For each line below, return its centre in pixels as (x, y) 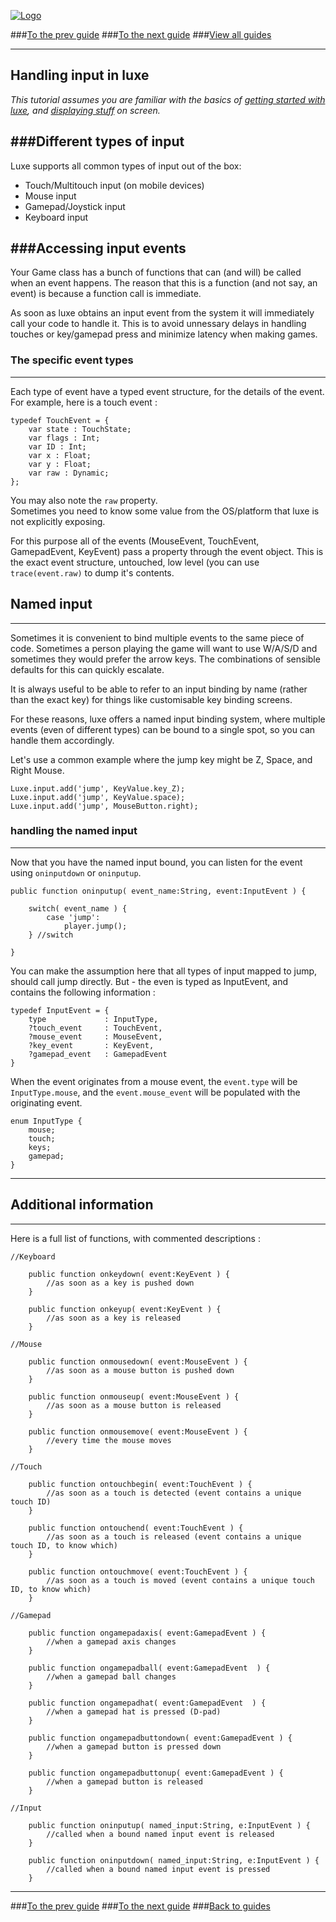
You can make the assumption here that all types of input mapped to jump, (164, 971)
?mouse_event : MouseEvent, (95, 1036)
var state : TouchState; (80, 429)
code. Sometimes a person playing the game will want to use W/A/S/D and (164, 648)
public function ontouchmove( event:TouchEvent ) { (138, 1571)
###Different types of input (97, 141)
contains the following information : (83, 992)
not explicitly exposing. (58, 521)
